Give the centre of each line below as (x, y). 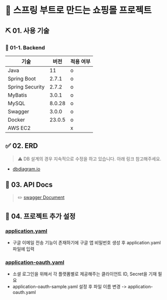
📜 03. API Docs (29, 185)
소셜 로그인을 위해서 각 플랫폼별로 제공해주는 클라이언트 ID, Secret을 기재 (85, 274)
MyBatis (17, 95)
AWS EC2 (19, 128)
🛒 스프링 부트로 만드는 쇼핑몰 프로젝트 (78, 10)
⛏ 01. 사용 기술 (27, 31)
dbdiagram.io (26, 169)
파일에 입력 (23, 249)
